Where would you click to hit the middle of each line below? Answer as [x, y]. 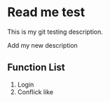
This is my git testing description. [55, 32]
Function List [36, 68]
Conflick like [35, 91]
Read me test [46, 12]
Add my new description [43, 45]
